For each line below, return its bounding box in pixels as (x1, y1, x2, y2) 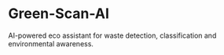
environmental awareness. (8, 38, 94, 48)
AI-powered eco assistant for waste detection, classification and (8, 31, 217, 40)
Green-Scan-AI (8, 5, 110, 23)
